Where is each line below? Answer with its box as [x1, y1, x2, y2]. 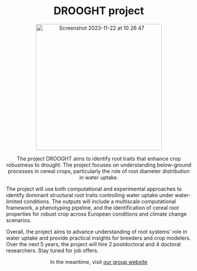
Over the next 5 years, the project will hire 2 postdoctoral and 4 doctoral [6, 240, 181, 247]
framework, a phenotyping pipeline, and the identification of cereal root [6, 204, 179, 211]
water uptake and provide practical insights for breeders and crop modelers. [6, 234, 191, 241]
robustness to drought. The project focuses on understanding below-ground [6, 161, 192, 168]
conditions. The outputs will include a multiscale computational [23, 198, 176, 205]
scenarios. [6, 217, 32, 224]
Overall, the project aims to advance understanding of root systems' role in [6, 228, 188, 235]
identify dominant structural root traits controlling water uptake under [6, 191, 174, 198]
